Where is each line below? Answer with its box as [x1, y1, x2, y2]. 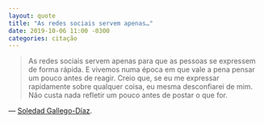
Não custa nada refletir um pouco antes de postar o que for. [27, 90, 228, 100]
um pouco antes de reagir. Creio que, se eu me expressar [27, 73, 220, 83]
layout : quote [8, 11, 57, 20]
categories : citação [8, 34, 78, 43]
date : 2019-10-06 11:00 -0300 [8, 27, 111, 35]
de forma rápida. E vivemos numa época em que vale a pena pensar [27, 65, 256, 75]
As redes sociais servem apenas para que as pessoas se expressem [27, 56, 256, 66]
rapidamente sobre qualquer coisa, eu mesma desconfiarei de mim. [27, 82, 254, 92]
